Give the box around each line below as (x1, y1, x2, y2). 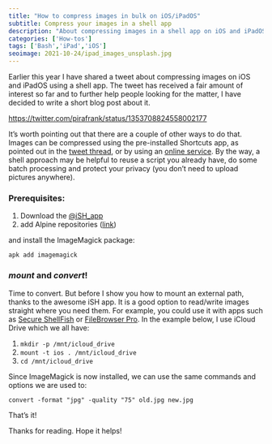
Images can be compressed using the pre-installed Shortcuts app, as (8, 138, 239, 147)
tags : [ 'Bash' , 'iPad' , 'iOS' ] (8, 42, 107, 50)
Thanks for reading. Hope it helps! (8, 425, 123, 435)
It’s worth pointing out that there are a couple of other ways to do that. (8, 129, 243, 139)
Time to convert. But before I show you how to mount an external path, (8, 288, 244, 298)
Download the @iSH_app (19, 211, 104, 221)
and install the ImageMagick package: (8, 235, 135, 245)
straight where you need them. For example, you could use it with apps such (8, 305, 263, 315)
